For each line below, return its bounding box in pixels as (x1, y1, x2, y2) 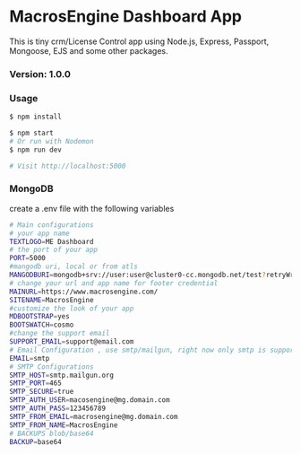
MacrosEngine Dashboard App (9, 6, 242, 27)
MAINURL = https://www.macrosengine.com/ (9, 287, 159, 296)
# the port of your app (9, 245, 99, 255)
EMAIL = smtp (9, 354, 50, 362)
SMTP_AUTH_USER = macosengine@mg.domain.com (9, 396, 170, 405)
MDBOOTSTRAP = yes (9, 312, 70, 321)
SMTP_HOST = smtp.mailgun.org (9, 371, 115, 380)
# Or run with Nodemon (9, 136, 94, 145)
